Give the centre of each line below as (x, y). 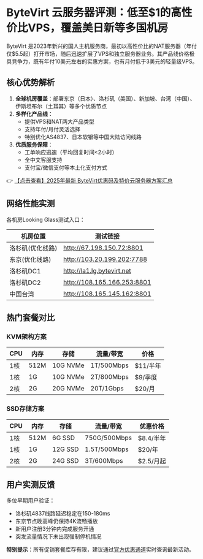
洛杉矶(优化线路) (33, 248)
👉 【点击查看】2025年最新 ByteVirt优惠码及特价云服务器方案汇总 (90, 180)
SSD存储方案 (25, 409)
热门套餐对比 (31, 317)
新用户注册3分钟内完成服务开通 (55, 529)
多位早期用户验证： (31, 501)
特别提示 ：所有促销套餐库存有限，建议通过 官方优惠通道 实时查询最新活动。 (100, 550)
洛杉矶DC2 (25, 283)
